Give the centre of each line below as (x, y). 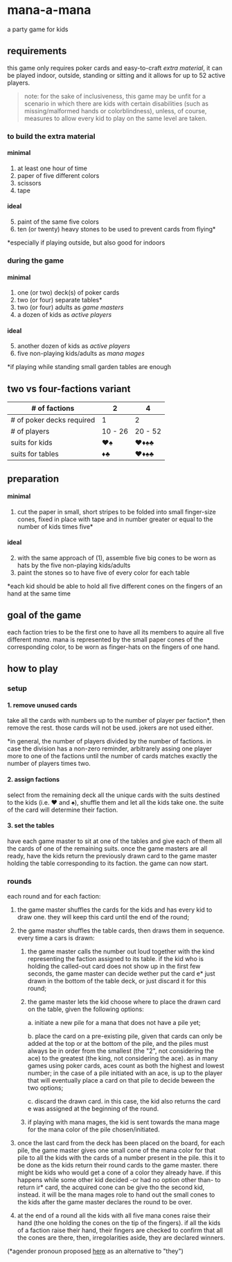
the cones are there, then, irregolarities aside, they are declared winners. (121, 1238)
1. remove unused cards (42, 705)
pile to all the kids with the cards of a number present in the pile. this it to (121, 1158)
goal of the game (44, 615)
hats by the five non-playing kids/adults (74, 566)
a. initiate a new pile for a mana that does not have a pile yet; (114, 1023)
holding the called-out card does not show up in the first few (114, 966)
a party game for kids (38, 29)
